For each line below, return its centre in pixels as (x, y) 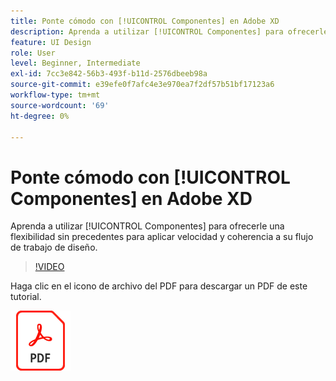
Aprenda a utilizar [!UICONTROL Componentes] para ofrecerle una (147, 226)
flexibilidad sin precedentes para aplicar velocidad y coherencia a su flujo (162, 237)
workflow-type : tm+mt (55, 95)
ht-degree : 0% (40, 116)
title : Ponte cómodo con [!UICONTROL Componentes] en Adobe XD (145, 21)
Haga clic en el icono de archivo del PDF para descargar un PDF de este (159, 286)
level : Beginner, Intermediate (75, 63)
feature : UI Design (51, 42)
